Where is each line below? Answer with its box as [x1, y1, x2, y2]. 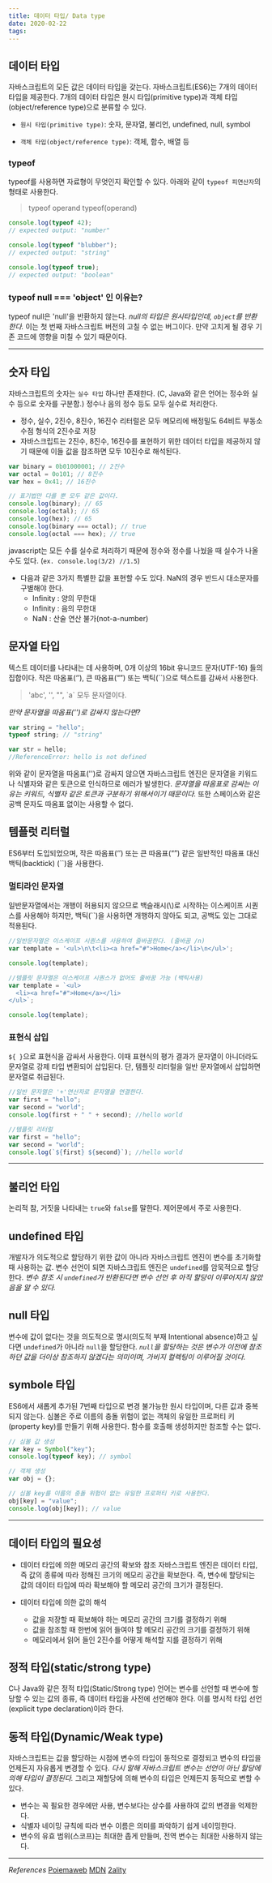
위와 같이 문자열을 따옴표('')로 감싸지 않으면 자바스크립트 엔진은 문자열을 [8, 769, 236, 779]
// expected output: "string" [8, 249, 111, 257]
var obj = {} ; [8, 1475, 57, 1483]
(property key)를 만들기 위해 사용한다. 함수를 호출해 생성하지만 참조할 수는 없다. [8, 1421, 261, 1431]
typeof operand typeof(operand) [28, 204, 138, 213]
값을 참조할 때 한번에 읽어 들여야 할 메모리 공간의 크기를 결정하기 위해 [32, 1624, 251, 1634]
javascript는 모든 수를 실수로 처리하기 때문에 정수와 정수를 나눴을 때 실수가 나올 [8, 545, 259, 555]
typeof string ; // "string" [8, 731, 104, 739]
